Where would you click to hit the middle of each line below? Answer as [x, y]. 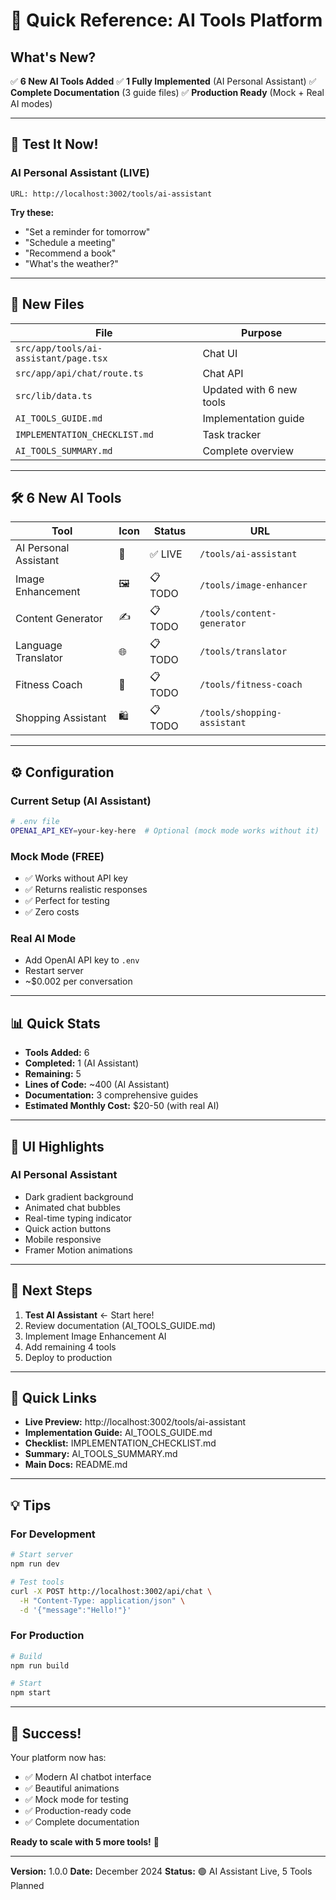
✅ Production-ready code [78, 1811]
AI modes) [31, 103]
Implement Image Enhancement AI [95, 1336]
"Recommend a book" [70, 253]
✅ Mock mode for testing [76, 1800]
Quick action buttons [68, 1228]
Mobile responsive [63, 1239]
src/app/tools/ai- [59, 348]
